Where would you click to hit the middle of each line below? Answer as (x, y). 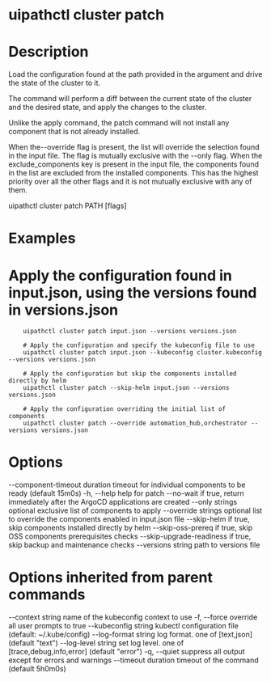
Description (49, 52)
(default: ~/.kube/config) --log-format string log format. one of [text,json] (131, 634)
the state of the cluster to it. (55, 83)
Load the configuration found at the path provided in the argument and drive (135, 74)
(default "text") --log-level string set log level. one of (96, 643)
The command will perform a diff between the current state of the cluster (130, 99)
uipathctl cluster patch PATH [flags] (68, 206)
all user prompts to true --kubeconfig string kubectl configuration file (123, 626)
